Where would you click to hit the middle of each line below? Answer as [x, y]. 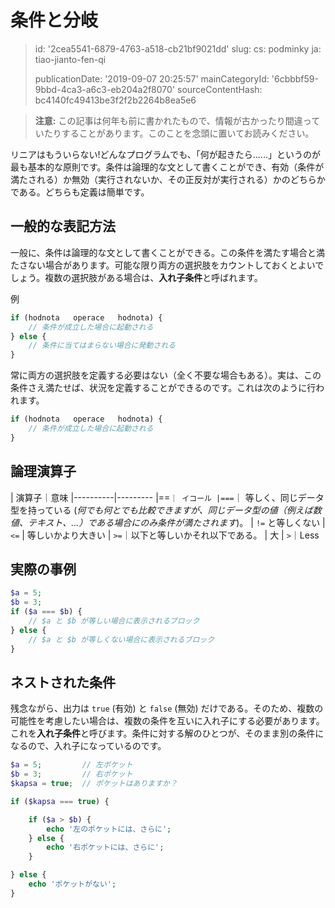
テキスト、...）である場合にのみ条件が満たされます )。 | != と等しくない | [176, 522]
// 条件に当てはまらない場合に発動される [102, 346]
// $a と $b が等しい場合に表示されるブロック [114, 621]
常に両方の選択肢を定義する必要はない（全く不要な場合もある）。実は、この [166, 375]
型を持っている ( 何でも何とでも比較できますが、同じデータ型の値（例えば [161, 510]
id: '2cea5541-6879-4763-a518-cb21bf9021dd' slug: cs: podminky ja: [178, 48]
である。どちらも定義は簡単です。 [80, 192]
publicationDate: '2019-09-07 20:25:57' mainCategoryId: [152, 78]
